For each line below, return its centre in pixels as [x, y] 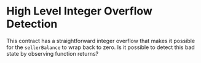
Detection [32, 24]
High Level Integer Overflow [79, 11]
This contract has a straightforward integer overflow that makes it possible [101, 41]
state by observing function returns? [53, 53]
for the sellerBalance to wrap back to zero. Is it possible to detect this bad [100, 47]
